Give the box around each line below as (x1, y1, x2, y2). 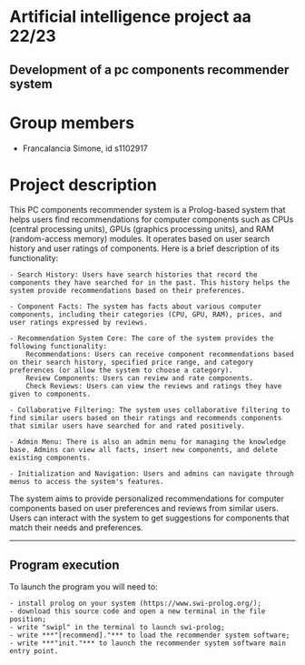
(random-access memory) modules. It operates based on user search (9, 234, 271, 245)
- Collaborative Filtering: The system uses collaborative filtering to (9, 406, 290, 415)
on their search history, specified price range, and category (9, 358, 254, 368)
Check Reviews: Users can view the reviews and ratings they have (25, 382, 282, 391)
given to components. (9, 389, 92, 399)
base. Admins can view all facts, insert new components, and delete (9, 446, 279, 455)
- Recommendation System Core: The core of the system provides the (9, 334, 274, 343)
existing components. (9, 453, 92, 463)
